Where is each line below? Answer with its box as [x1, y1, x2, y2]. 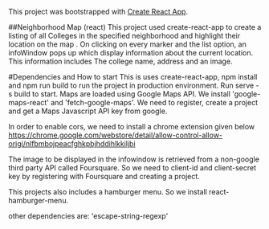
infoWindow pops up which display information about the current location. [8, 48, 254, 57]
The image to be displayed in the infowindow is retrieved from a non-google [8, 154, 259, 164]
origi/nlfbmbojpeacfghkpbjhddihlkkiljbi [8, 139, 136, 148]
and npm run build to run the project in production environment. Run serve [8, 80, 255, 90]
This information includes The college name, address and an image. [8, 56, 233, 66]
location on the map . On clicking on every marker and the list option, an [8, 39, 247, 49]
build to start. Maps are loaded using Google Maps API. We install [14, 89, 231, 99]
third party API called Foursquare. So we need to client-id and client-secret [8, 163, 257, 172]
